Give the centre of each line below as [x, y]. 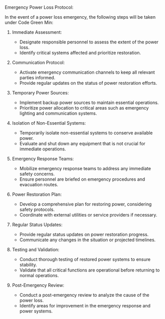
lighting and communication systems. [58, 113]
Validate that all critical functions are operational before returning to [90, 270]
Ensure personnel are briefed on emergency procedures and [82, 179]
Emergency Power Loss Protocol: [39, 7]
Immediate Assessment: [37, 32]
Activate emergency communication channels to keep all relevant [87, 72]
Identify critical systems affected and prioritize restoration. [80, 53]
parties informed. [37, 77]
